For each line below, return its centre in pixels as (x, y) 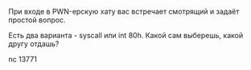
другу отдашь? (34, 44)
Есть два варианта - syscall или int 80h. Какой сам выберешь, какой (126, 35)
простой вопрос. (37, 20)
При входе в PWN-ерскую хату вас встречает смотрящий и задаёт (124, 12)
